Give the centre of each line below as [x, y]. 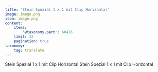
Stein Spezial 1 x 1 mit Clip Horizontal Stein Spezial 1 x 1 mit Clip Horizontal [79, 64]
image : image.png [23, 14]
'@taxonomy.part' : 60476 [48, 32]
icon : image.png [21, 18]
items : [20, 28]
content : [14, 23]
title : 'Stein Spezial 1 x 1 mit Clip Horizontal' [57, 9]
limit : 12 [24, 37]
